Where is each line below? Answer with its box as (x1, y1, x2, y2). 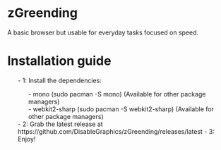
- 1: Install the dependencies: (17, 76, 102, 85)
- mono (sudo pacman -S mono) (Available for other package (28, 89, 206, 98)
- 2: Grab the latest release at (17, 120, 104, 128)
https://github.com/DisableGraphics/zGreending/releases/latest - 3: (17, 127, 215, 135)
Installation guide (7, 53, 112, 69)
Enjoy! (17, 135, 36, 143)
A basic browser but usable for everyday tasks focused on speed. (7, 28, 199, 37)
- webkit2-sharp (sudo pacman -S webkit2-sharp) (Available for (28, 104, 214, 113)
